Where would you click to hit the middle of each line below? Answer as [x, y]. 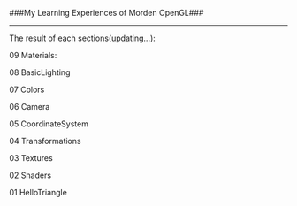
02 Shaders [30, 175]
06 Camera [30, 107]
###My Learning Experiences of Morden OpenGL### [107, 13]
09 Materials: [33, 55]
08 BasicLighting [40, 72]
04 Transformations [45, 141]
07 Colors [27, 89]
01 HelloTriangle [38, 192]
